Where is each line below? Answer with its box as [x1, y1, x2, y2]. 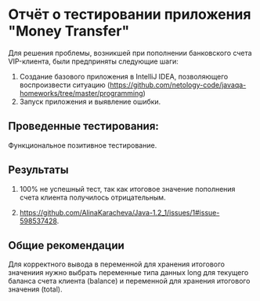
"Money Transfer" [8, 22, 130, 40]
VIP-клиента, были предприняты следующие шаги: [8, 57, 179, 66]
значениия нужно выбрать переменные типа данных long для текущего [8, 268, 249, 277]
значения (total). [8, 284, 63, 294]
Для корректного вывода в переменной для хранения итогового [8, 259, 226, 269]
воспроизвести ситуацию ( [19, 80, 110, 90]
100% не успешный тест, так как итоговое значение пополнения [19, 184, 236, 193]
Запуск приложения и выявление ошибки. [19, 97, 161, 106]
